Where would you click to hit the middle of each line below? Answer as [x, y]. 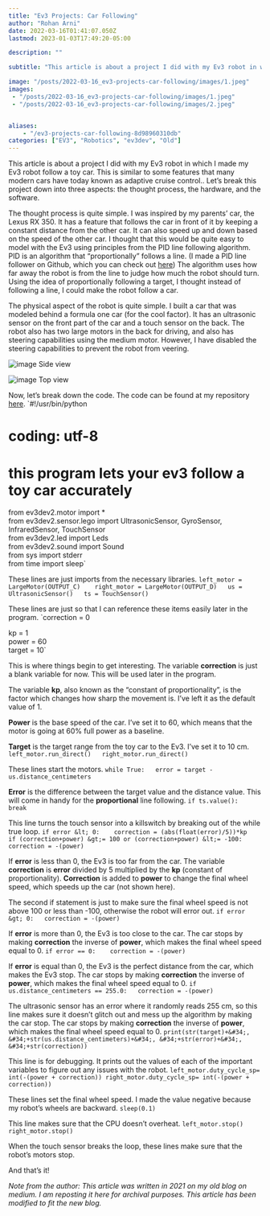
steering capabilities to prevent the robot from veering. [99, 349]
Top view [54, 380]
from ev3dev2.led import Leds [58, 538]
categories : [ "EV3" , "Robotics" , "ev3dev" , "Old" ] [95, 141]
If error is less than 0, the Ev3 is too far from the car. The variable [117, 861]
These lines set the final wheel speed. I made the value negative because [130, 1099]
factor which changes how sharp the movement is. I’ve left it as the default [132, 698]
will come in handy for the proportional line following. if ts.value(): [123, 800]
